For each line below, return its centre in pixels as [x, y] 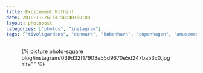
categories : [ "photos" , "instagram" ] [54, 29]
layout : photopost [29, 23]
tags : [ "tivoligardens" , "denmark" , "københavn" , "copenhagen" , [89, 34]
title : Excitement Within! [40, 12]
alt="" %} [33, 65]
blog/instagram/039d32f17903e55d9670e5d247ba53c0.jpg [96, 58]
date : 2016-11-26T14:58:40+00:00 [48, 17]
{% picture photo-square [52, 51]
